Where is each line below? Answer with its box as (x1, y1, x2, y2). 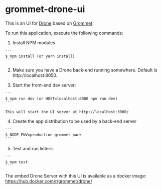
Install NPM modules (12, 39, 55, 46)
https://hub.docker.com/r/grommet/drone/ (5, 178, 92, 184)
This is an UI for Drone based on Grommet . (5, 20, 94, 26)
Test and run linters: (12, 145, 54, 151)
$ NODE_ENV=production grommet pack (5, 132, 82, 137)
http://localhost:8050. (12, 72, 58, 78)
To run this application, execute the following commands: (5, 30, 123, 36)
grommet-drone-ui (5, 4, 85, 15)
